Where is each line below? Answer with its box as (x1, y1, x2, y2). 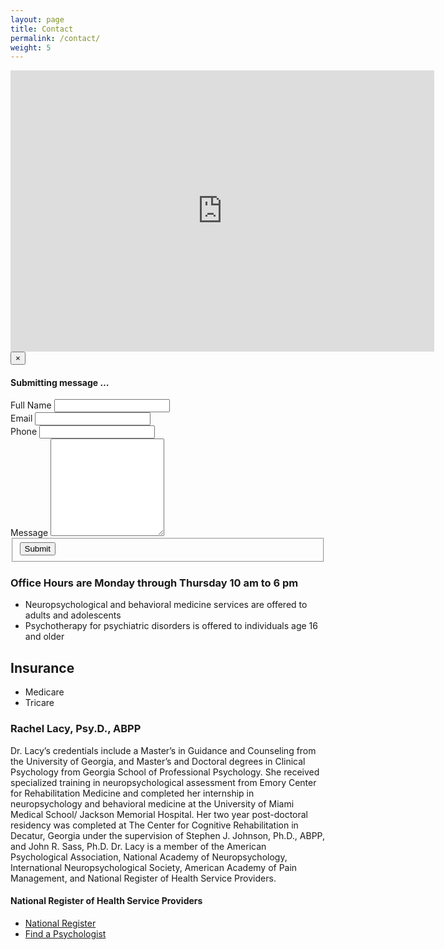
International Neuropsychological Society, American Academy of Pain (10, 861, 298, 873)
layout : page (10, 14, 65, 25)
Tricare (24, 697, 55, 709)
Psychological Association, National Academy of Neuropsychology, (10, 851, 288, 863)
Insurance (10, 659, 75, 676)
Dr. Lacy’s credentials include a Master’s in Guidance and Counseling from (10, 744, 317, 756)
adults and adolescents (24, 609, 122, 621)
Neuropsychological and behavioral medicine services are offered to (24, 599, 308, 611)
